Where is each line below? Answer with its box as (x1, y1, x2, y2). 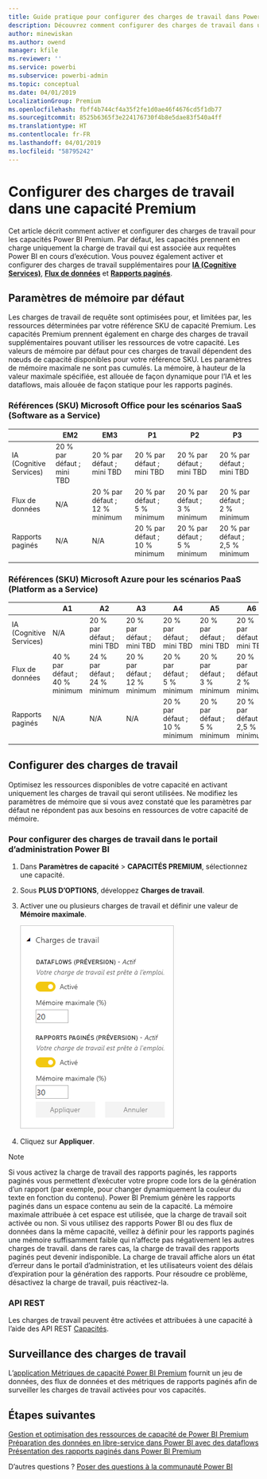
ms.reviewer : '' (8, 55, 62, 63)
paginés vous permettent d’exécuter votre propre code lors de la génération (8, 1176, 257, 1186)
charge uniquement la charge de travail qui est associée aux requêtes (8, 243, 237, 253)
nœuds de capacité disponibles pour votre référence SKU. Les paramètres (8, 355, 252, 364)
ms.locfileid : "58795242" (8, 147, 94, 155)
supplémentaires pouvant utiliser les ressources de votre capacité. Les (8, 338, 240, 347)
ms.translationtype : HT (8, 122, 87, 131)
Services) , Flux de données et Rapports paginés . (8, 268, 173, 278)
